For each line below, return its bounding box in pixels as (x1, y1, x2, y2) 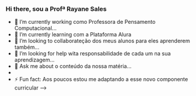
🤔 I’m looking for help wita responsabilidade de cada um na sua (14, 50, 171, 57)
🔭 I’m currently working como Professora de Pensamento (14, 18, 156, 26)
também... (14, 44, 40, 51)
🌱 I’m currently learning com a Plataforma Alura (14, 31, 132, 38)
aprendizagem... (14, 56, 55, 64)
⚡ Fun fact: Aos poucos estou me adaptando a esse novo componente (14, 76, 188, 83)
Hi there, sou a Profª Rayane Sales (5, 5, 107, 13)
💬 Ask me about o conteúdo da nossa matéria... (14, 63, 132, 70)
